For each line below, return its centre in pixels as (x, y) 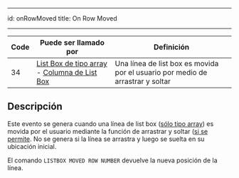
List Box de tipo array (72, 63)
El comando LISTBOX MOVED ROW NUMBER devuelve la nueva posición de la (112, 160)
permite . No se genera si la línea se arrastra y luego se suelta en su (106, 139)
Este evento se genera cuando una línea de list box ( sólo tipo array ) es (111, 124)
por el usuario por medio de (161, 72)
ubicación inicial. (32, 146)
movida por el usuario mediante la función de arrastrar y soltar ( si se (108, 131)
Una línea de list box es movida (167, 63)
